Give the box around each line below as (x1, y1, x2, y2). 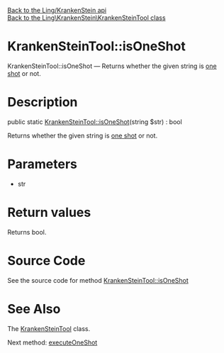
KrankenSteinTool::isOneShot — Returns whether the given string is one (7, 62, 218, 70)
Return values (7, 205, 91, 220)
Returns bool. (7, 228, 47, 236)
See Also (7, 301, 61, 317)
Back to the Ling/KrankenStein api (7, 6, 107, 14)
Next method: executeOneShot (7, 338, 98, 347)
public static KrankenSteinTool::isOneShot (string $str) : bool (7, 117, 182, 126)
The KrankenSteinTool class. (7, 324, 91, 332)
